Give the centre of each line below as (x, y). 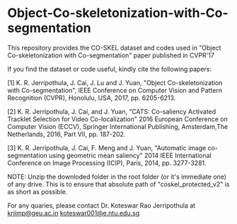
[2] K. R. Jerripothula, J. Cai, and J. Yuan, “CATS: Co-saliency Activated (112, 111)
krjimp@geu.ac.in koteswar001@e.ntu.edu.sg (74, 213)
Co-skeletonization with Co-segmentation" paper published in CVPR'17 (111, 55)
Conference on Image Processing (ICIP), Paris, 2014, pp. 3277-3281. (107, 163)
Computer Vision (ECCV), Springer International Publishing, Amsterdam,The (118, 126)
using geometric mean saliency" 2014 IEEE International (130, 155)
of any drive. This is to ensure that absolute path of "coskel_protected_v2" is (118, 184)
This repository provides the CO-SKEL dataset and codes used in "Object (114, 47)
